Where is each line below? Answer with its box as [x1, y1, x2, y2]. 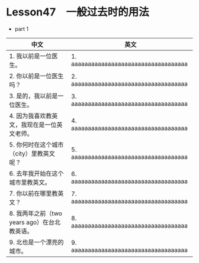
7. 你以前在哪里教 [9, 189, 58, 197]
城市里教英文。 [9, 178, 52, 186]
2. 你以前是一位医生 [9, 72, 64, 80]
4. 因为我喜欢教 [9, 112, 52, 120]
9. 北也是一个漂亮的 [9, 238, 64, 246]
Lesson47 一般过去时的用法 [6, 5, 149, 19]
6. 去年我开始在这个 [9, 169, 64, 177]
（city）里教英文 [9, 149, 55, 157]
